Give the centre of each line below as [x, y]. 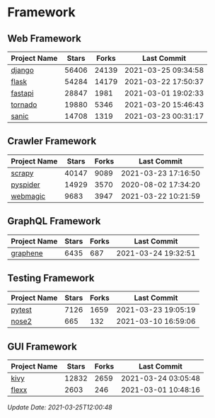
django [22, 70]
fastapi [22, 93]
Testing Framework [51, 278]
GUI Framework [42, 346]
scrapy [22, 173]
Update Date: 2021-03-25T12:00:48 [60, 407]
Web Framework [44, 39]
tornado [24, 105]
